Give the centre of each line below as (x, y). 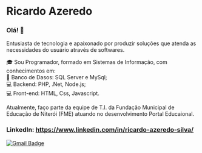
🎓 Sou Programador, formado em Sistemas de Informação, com (87, 62)
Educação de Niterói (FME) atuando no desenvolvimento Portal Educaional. (100, 114)
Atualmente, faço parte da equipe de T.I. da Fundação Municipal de (90, 107)
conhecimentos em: (31, 71)
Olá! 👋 (15, 30)
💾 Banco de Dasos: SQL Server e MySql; (57, 77)
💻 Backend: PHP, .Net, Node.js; (46, 84)
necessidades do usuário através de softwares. (66, 50)
